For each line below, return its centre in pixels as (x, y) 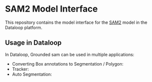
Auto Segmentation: (32, 74)
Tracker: (20, 69)
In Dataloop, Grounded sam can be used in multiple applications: (70, 54)
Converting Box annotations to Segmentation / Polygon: (68, 64)
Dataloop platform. (24, 27)
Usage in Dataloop (33, 43)
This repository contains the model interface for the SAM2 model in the (76, 22)
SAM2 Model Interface (51, 9)
